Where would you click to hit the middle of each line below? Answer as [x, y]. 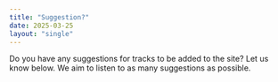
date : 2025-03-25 [41, 26]
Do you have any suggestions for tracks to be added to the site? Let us [139, 59]
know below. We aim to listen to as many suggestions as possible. [130, 68]
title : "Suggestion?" [49, 17]
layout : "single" [41, 34]
